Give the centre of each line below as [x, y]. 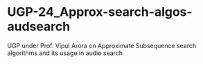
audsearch [39, 26]
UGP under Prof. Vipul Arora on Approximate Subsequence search [102, 45]
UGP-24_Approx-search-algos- [100, 12]
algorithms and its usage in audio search [65, 53]
